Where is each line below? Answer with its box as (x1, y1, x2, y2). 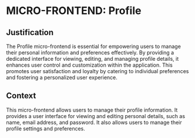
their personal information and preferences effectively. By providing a (6, 49, 174, 56)
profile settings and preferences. (6, 125, 85, 132)
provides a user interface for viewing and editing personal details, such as (6, 112, 186, 119)
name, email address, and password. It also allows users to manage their (6, 119, 182, 126)
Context (6, 91, 36, 101)
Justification (6, 27, 54, 37)
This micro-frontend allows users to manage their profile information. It (6, 106, 178, 113)
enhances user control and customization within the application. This (6, 61, 173, 68)
